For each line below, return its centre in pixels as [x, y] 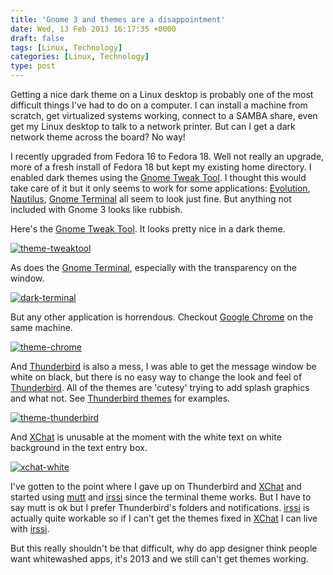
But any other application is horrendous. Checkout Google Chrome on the [162, 317]
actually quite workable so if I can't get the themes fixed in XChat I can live [164, 518]
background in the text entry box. [79, 447]
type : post [33, 66]
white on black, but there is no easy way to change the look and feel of [156, 377]
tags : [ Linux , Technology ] [66, 47]
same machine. [41, 327]
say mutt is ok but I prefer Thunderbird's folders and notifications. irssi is [160, 507]
